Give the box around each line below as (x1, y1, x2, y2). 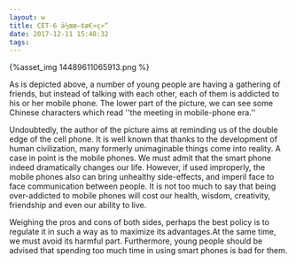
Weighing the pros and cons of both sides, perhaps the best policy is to (9, 217, 270, 228)
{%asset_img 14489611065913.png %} (9, 62, 150, 73)
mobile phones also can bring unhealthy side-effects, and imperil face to (9, 172, 275, 182)
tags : (9, 37, 29, 47)
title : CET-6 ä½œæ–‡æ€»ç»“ (9, 21, 109, 30)
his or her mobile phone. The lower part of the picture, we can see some (9, 98, 273, 109)
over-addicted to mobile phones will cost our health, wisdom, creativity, (9, 190, 271, 201)
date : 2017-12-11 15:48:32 (9, 29, 109, 38)
